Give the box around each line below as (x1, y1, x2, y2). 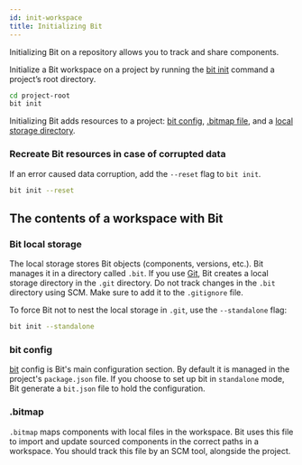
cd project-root (9, 91, 70, 100)
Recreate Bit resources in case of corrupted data (9, 148, 226, 161)
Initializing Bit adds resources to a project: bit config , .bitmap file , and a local (9, 116, 294, 126)
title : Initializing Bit (9, 22, 103, 31)
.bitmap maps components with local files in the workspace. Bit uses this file (9, 426, 294, 437)
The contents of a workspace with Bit (9, 210, 224, 226)
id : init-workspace (9, 13, 83, 23)
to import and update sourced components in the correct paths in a (9, 435, 260, 447)
